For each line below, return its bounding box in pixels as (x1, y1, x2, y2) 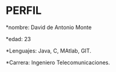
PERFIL (5, 4, 42, 18)
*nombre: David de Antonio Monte (5, 24, 92, 31)
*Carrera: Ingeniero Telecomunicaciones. (5, 59, 111, 66)
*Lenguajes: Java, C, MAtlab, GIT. (5, 47, 92, 54)
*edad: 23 (5, 35, 31, 42)
